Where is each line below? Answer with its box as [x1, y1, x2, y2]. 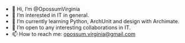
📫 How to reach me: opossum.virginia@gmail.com [11, 31, 136, 37]
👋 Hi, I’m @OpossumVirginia [11, 6, 80, 12]
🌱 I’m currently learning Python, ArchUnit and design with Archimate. [11, 18, 180, 24]
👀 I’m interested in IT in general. [11, 12, 89, 19]
